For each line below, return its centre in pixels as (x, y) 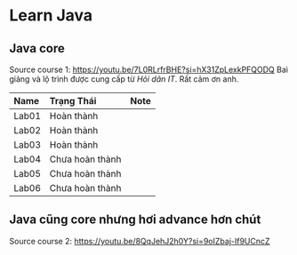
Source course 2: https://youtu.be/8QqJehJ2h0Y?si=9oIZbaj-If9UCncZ (140, 241)
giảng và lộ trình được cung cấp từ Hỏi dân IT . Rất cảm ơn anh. (124, 79)
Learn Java (51, 16)
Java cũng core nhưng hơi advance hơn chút (135, 220)
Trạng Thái (73, 101)
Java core (37, 48)
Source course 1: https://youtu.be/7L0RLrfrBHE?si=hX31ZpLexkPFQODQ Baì (149, 69)
